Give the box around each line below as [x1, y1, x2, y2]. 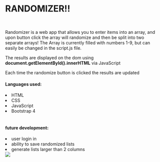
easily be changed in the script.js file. [5, 45, 82, 51]
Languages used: [5, 81, 42, 87]
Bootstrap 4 [11, 108, 36, 114]
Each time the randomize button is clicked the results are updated [5, 69, 140, 75]
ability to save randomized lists [11, 141, 75, 147]
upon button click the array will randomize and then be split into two [5, 34, 145, 40]
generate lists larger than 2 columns [11, 147, 85, 153]
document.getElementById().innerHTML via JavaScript [5, 60, 121, 66]
